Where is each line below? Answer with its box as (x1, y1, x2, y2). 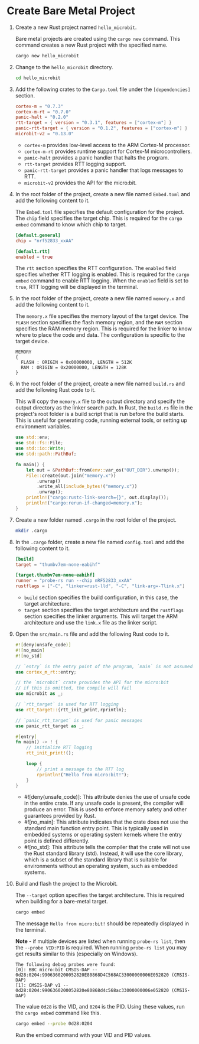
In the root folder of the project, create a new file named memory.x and (15, 295, 185, 302)
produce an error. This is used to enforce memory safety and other (24, 806, 187, 813)
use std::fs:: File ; (15, 440, 64, 446)
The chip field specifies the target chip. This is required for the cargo (15, 214, 182, 222)
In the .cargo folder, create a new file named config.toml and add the (15, 538, 185, 545)
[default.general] (15, 232, 61, 238)
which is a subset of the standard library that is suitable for (24, 856, 168, 863)
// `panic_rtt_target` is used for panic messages (15, 717, 143, 723)
